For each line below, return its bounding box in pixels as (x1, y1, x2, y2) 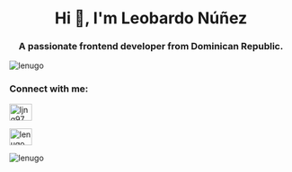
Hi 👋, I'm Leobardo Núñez (54, 8, 248, 29)
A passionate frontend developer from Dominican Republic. (18, 40, 284, 53)
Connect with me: (9, 82, 89, 95)
